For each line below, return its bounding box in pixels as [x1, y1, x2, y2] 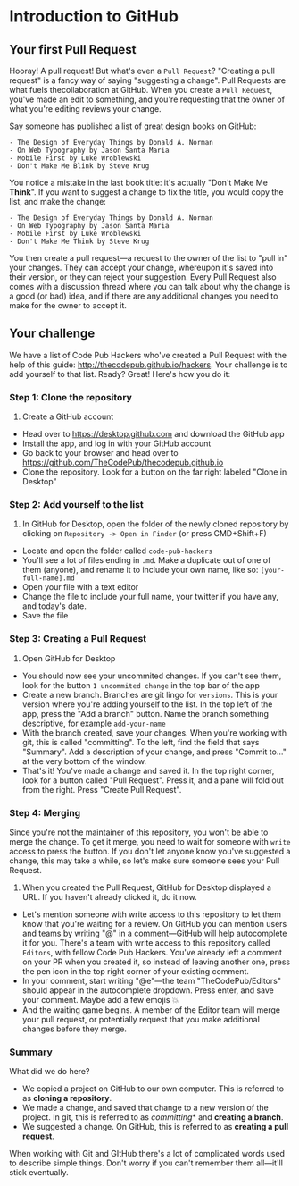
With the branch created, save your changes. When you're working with [21, 727, 287, 738]
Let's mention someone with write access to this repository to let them [21, 909, 281, 920]
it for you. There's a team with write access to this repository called [21, 938, 270, 948]
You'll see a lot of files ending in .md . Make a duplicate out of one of [21, 555, 271, 566]
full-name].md [21, 574, 75, 583]
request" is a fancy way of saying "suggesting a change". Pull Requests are [9, 75, 287, 86]
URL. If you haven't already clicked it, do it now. [21, 892, 198, 902]
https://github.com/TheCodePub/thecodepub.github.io [21, 458, 224, 468]
